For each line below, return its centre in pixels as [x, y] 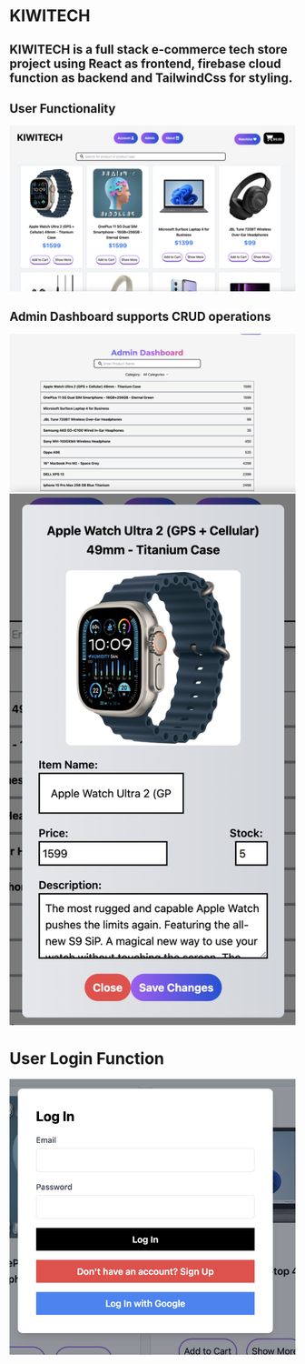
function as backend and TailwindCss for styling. [151, 78]
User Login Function [87, 1059]
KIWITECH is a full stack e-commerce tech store [148, 50]
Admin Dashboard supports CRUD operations [140, 317]
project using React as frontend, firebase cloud [145, 63]
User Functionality [63, 109]
